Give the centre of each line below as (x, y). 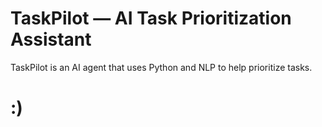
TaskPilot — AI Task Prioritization (151, 18)
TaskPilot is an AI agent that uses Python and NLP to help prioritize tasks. (161, 67)
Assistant (51, 39)
